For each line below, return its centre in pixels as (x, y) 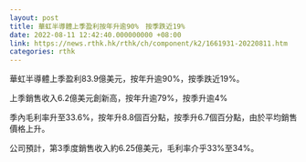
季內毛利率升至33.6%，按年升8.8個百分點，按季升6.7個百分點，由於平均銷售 (153, 117)
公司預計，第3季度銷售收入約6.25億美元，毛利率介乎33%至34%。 (134, 148)
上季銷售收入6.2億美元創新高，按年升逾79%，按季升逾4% (119, 98)
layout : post (34, 18)
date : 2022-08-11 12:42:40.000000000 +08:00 (95, 35)
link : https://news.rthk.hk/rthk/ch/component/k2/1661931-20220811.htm (148, 43)
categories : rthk (42, 52)
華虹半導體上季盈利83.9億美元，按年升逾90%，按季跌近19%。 (127, 79)
